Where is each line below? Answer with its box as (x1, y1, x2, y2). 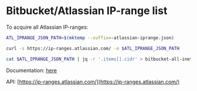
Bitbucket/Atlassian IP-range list (6, 4, 168, 18)
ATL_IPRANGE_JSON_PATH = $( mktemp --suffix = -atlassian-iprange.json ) (6, 35, 175, 41)
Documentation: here (6, 66, 57, 74)
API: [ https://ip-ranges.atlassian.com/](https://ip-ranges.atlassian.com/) (6, 78, 180, 85)
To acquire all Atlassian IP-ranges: (6, 23, 89, 31)
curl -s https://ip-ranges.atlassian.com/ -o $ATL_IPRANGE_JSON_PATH (6, 45, 180, 51)
